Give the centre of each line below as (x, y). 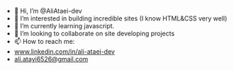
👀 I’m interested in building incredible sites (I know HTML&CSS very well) (121, 18)
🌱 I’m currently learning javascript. (64, 26)
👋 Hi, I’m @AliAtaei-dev (48, 11)
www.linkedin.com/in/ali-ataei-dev (65, 52)
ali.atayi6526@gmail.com (51, 59)
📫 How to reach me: (44, 41)
